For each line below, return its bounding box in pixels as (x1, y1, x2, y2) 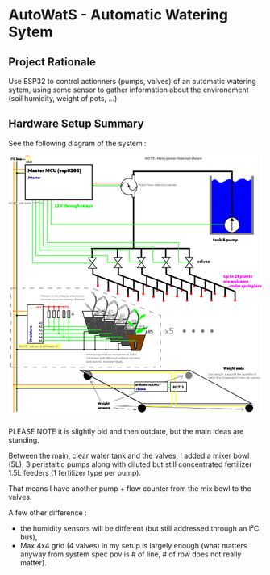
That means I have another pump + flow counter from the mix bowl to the (8, 483, 251, 493)
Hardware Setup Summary (8, 117, 144, 131)
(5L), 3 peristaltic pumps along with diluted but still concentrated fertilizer (8, 459, 252, 469)
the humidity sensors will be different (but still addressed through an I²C (19, 523, 260, 533)
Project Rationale (8, 55, 97, 69)
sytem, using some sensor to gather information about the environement (8, 85, 249, 94)
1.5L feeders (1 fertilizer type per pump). (8, 468, 141, 477)
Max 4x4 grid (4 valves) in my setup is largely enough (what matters (19, 540, 247, 550)
